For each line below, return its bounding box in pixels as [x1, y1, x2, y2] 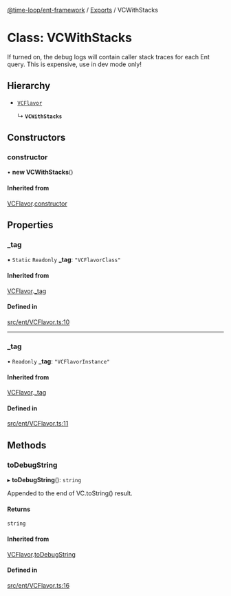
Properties [7, 219, 54, 231]
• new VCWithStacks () [7, 168, 74, 177]
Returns [7, 505, 31, 513]
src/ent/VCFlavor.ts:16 [7, 581, 70, 589]
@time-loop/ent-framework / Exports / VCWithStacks [7, 6, 158, 14]
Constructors [7, 132, 66, 143]
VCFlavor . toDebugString [7, 550, 76, 558]
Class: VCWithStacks [7, 30, 133, 46]
